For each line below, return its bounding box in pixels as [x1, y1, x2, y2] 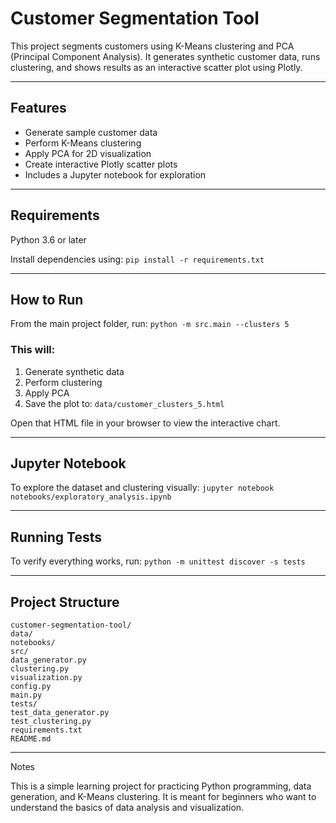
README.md [10, 734, 52, 744]
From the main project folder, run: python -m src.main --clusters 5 [10, 318, 290, 330]
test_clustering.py [10, 717, 92, 727]
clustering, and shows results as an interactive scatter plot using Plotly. [10, 61, 303, 73]
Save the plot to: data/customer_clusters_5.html [24, 397, 225, 409]
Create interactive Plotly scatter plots [24, 158, 178, 170]
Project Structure [10, 593, 120, 611]
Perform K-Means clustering [24, 137, 142, 149]
